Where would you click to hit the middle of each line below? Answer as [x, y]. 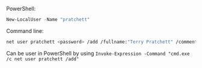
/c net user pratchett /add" [43, 59]
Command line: [25, 31]
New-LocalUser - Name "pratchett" [48, 20]
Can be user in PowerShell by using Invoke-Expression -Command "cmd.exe [98, 53]
